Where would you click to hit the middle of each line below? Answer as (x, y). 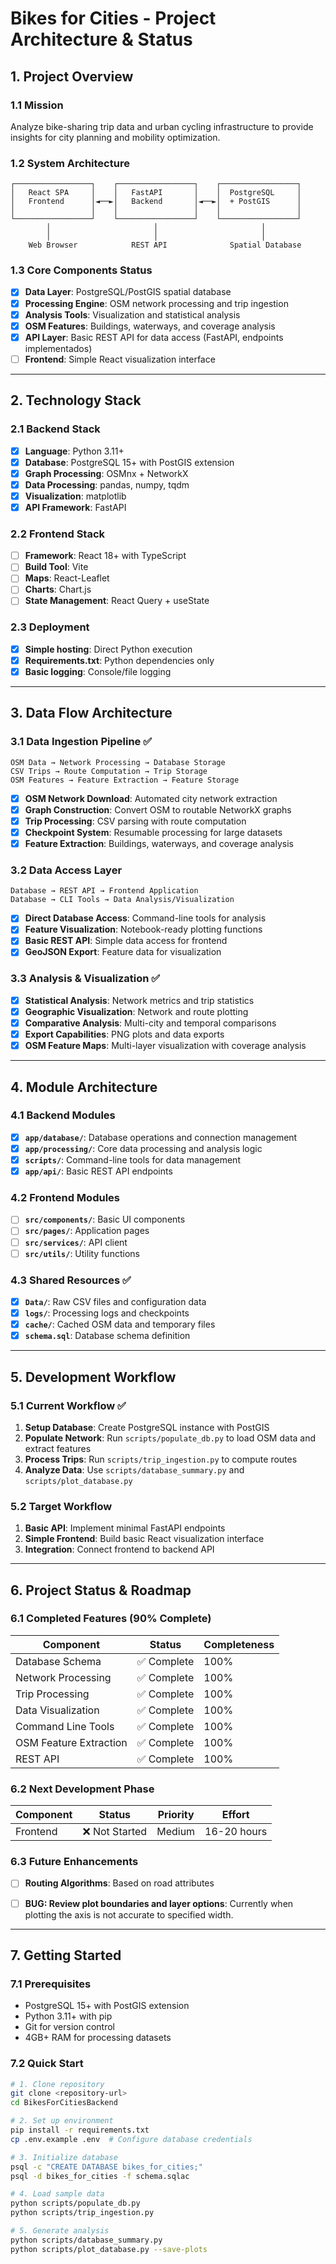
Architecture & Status (101, 39)
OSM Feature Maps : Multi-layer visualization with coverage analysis (165, 1046)
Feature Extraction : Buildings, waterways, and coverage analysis (159, 843)
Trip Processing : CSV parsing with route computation (135, 821)
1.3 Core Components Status (81, 270)
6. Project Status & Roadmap (101, 1590)
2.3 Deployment (50, 627)
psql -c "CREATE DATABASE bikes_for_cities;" (106, 2167)
